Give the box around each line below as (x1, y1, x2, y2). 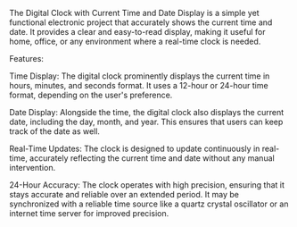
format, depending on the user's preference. (9, 89, 173, 100)
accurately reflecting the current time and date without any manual (29, 153, 275, 164)
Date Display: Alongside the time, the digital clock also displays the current (9, 107, 284, 117)
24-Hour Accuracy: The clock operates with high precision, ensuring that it (9, 180, 285, 190)
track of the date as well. (9, 126, 101, 137)
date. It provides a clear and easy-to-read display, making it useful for (9, 27, 266, 37)
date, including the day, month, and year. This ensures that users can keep (9, 116, 284, 127)
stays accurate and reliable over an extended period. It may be (9, 189, 239, 199)
